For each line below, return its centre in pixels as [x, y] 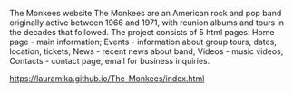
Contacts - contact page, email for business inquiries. [110, 61]
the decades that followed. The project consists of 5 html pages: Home [142, 32]
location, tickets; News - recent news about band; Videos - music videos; [146, 51]
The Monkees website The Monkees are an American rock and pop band [146, 13]
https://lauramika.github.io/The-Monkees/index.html [107, 79]
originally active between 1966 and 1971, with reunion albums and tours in [146, 23]
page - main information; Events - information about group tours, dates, [143, 42]
